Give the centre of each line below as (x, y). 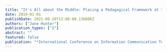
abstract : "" (19, 33)
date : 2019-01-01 (23, 14)
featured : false (22, 38)
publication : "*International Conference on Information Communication (81, 42)
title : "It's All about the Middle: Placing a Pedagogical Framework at (82, 10)
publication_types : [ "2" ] (32, 28)
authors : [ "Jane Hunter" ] (32, 24)
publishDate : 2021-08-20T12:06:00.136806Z (50, 19)
